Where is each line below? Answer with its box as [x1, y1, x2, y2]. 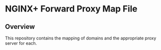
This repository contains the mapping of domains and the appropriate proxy [5, 35, 157, 41]
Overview [5, 23, 35, 31]
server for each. [5, 40, 37, 46]
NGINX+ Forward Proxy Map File [5, 3, 138, 14]
